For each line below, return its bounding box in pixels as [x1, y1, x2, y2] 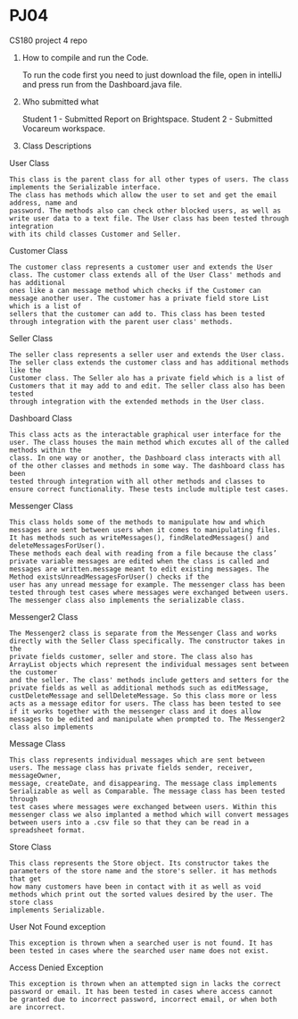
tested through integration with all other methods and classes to [9, 477, 266, 486]
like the [9, 365, 42, 375]
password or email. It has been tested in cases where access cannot [9, 987, 274, 996]
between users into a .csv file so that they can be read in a [9, 818, 250, 827]
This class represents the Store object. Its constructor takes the [9, 858, 269, 867]
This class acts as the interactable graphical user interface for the [9, 430, 281, 439]
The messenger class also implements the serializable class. [9, 596, 245, 605]
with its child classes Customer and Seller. [9, 230, 181, 238]
